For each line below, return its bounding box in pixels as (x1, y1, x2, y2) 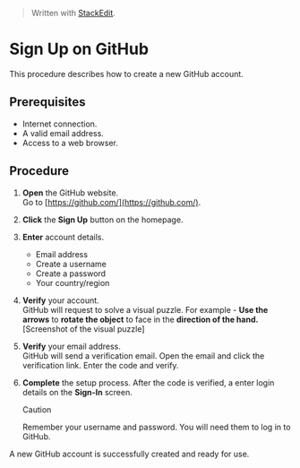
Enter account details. (21, 231, 105, 242)
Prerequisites (9, 94, 86, 110)
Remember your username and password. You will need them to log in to (21, 421, 291, 432)
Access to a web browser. (21, 137, 118, 148)
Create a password (35, 268, 106, 279)
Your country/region (35, 277, 110, 288)
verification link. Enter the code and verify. (21, 360, 179, 370)
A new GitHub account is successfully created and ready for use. (9, 448, 250, 459)
